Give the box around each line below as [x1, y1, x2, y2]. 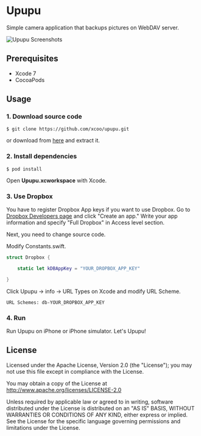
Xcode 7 [15, 70, 37, 77]
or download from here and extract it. [6, 137, 100, 144]
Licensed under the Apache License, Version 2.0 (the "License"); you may [6, 361, 192, 369]
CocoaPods [15, 76, 45, 83]
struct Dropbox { [6, 254, 51, 260]
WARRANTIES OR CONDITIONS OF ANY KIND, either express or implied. [6, 411, 188, 418]
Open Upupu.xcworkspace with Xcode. [6, 177, 107, 184]
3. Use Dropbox [6, 192, 53, 201]
